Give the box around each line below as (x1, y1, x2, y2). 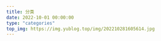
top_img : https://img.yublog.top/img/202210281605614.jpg (6, 25, 155, 32)
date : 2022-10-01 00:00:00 (6, 14, 74, 20)
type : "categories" (6, 20, 55, 26)
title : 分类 (6, 8, 34, 15)
